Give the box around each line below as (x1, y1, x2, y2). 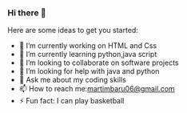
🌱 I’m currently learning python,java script (18, 50, 157, 59)
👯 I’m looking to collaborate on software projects (18, 58, 179, 67)
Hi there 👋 (7, 7, 47, 18)
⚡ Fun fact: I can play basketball (18, 96, 125, 106)
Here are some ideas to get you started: (7, 26, 139, 35)
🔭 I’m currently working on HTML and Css (18, 41, 157, 50)
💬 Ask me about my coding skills (18, 75, 127, 85)
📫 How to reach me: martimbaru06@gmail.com (18, 84, 175, 94)
